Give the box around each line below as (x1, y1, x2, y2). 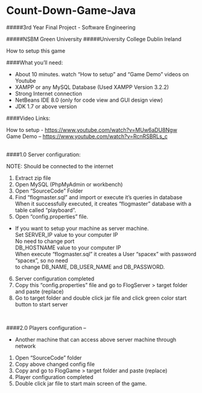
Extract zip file (14, 174, 51, 182)
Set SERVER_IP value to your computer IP (14, 231, 118, 238)
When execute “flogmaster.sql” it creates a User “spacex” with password (14, 250, 197, 257)
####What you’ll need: (6, 59, 63, 66)
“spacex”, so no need (14, 257, 68, 264)
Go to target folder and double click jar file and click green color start (14, 294, 187, 302)
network (14, 342, 36, 349)
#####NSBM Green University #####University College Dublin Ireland (6, 35, 182, 42)
